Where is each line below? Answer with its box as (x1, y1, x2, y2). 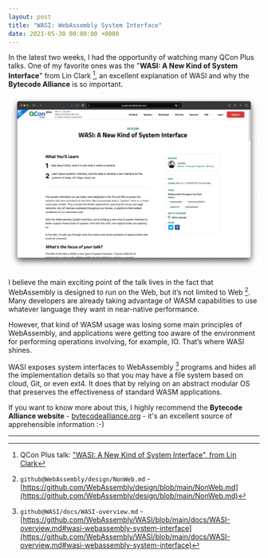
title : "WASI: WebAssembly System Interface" (8, 21, 162, 30)
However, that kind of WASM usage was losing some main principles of (8, 319, 242, 329)
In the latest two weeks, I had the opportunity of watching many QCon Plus (8, 53, 254, 62)
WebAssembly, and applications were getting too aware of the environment (8, 328, 255, 338)
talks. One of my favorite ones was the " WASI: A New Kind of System (8, 61, 238, 71)
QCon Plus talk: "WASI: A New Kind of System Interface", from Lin (19, 450, 237, 460)
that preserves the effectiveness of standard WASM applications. (8, 387, 223, 397)
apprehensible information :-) (8, 420, 105, 429)
